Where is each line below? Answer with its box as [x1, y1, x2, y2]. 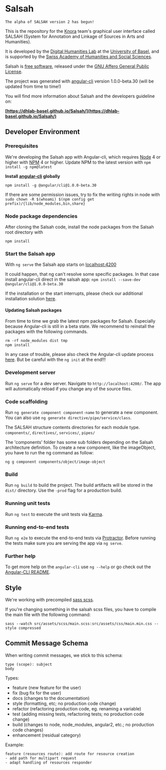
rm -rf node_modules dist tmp [5, 339, 68, 343]
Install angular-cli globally [5, 173, 61, 179]
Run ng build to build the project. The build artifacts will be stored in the [5, 482, 153, 488]
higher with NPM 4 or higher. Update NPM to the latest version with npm [5, 159, 151, 165]
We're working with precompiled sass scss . [5, 597, 94, 603]
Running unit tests [5, 500, 51, 507]
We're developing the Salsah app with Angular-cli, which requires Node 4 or [5, 154, 161, 160]
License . [5, 68, 23, 75]
